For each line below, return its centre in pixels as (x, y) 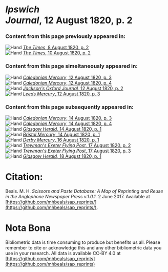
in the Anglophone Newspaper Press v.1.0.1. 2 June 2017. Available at (78, 197)
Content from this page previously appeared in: (65, 36)
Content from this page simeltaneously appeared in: (72, 66)
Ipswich (23, 9)
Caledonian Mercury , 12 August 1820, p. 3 (67, 77)
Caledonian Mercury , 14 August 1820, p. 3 (67, 118)
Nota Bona (28, 228)
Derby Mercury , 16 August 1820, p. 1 (61, 140)
